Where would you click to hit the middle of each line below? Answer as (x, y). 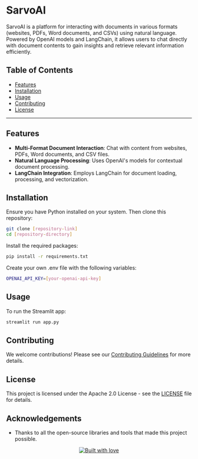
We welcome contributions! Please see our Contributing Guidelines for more (98, 355)
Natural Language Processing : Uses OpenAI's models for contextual (98, 160)
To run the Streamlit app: (36, 311)
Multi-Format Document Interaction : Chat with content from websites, (101, 147)
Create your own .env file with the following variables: (71, 268)
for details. (19, 400)
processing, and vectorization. (52, 179)
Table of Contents (40, 71)
